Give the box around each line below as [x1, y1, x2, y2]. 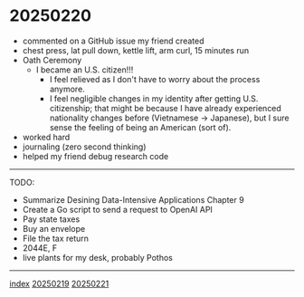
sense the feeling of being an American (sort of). [49, 121, 232, 132]
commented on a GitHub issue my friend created [22, 35, 204, 46]
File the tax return [22, 233, 89, 244]
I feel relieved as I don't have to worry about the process [49, 73, 261, 84]
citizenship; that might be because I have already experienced [49, 102, 282, 113]
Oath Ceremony [22, 54, 82, 65]
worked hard [22, 131, 71, 142]
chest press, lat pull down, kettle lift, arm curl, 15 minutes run [22, 44, 250, 55]
